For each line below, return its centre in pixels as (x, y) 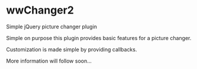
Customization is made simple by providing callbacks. (72, 49)
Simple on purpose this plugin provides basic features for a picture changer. (99, 38)
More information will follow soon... (49, 61)
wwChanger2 (40, 10)
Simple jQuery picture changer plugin (52, 27)
